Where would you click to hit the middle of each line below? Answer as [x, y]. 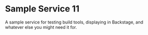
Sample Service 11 [42, 9]
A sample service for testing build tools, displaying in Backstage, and [74, 22]
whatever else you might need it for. [41, 27]
